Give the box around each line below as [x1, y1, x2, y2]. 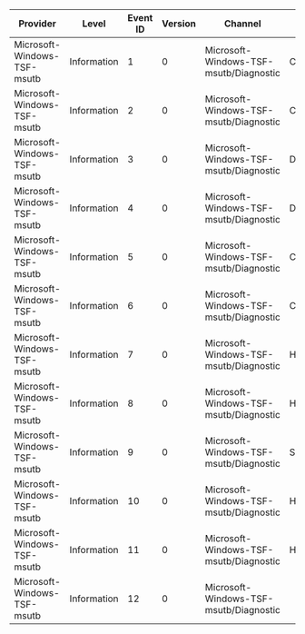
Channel [223, 17, 261, 30]
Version [162, 17, 197, 30]
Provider [17, 17, 56, 30]
